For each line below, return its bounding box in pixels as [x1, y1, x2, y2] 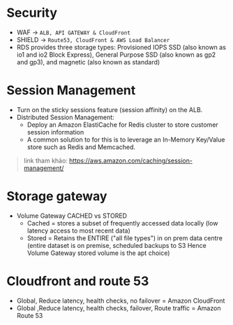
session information [27, 127, 84, 136]
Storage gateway [6, 188, 107, 205]
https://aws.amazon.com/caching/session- [68, 156, 193, 165]
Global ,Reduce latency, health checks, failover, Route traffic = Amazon [16, 303, 221, 312]
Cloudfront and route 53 [6, 273, 149, 289]
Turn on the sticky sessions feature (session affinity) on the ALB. [16, 105, 203, 113]
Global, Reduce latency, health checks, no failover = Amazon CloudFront [16, 296, 225, 305]
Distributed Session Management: [16, 113, 114, 121]
